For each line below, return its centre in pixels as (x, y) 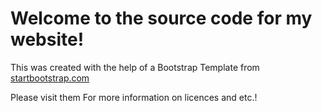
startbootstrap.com (50, 78)
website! (47, 39)
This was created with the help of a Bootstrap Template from (135, 67)
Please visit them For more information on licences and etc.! (134, 97)
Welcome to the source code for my (161, 18)
